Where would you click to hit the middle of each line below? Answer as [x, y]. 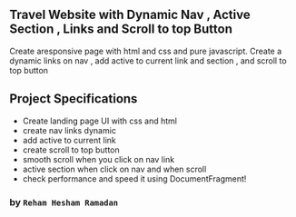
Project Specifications [74, 99]
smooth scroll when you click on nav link [99, 159]
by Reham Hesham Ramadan [64, 202]
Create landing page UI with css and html [99, 121]
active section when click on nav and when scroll [114, 169]
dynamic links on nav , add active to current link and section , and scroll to [148, 60]
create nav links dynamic [69, 130]
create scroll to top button [71, 150]
